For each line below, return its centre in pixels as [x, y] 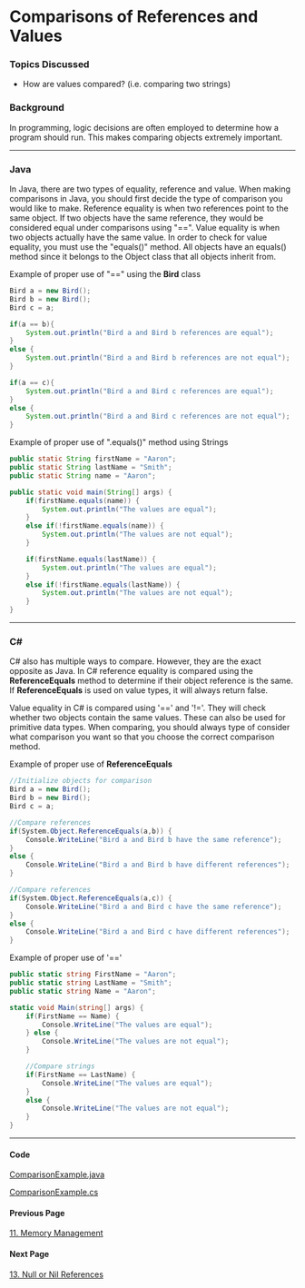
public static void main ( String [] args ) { [91, 492]
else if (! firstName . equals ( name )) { [95, 526]
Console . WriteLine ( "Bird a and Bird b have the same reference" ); [154, 839]
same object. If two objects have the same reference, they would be [137, 218]
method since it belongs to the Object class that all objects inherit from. [143, 257]
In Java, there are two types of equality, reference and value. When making [150, 189]
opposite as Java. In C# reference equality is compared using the [132, 671]
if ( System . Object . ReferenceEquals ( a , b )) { [91, 831]
